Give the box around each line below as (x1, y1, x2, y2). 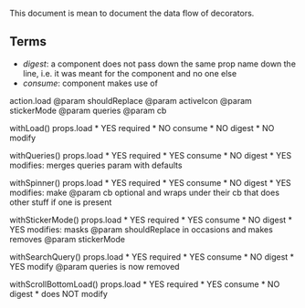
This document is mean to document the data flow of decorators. (9, 8, 255, 18)
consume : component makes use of (22, 77, 158, 88)
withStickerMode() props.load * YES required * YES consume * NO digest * (9, 214, 293, 225)
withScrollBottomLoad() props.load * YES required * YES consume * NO (9, 278, 280, 290)
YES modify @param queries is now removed (9, 261, 180, 272)
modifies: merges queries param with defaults (9, 159, 183, 170)
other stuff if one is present (9, 196, 112, 208)
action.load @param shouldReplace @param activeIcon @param (9, 95, 253, 106)
